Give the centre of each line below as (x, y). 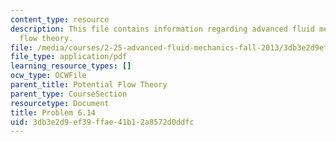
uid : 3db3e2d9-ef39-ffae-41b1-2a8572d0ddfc (102, 122)
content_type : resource (60, 19)
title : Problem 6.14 (53, 112)
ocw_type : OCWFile (48, 76)
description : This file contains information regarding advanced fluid (162, 29)
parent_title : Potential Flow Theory (89, 85)
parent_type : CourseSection (69, 94)
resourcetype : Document (60, 103)
